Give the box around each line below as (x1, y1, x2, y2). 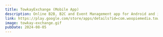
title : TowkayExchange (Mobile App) (5, 7, 79, 12)
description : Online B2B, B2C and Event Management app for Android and (5, 12, 155, 16)
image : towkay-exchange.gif (5, 20, 62, 25)
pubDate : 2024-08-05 (5, 25, 47, 30)
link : (5, 16, 16, 21)
